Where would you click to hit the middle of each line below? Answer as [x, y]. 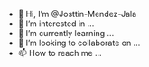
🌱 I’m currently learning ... [66, 33]
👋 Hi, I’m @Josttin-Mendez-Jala [77, 14]
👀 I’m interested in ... [56, 24]
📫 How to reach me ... [60, 53]
